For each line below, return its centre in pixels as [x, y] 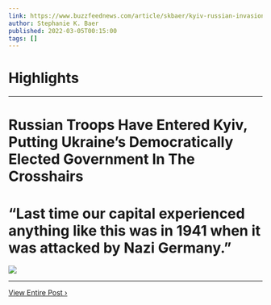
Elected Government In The [102, 159]
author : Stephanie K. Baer [54, 23]
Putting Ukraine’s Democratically [121, 142]
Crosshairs [46, 176]
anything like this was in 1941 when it [134, 230]
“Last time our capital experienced [127, 213]
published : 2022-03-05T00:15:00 [63, 31]
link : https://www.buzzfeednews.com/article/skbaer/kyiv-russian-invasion [137, 16]
